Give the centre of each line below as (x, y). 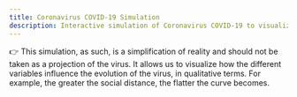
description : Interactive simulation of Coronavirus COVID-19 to (132, 26)
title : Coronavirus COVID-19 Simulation (85, 17)
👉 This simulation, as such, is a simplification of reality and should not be (144, 51)
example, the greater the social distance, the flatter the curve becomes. (140, 82)
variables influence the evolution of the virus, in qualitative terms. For (135, 73)
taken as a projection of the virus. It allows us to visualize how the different (145, 63)
